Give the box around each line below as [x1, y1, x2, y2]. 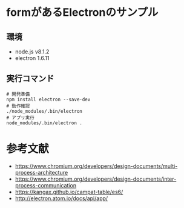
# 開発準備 [6, 91, 30, 97]
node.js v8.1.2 [15, 48, 50, 55]
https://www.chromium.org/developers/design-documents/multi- [15, 162, 178, 170]
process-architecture [15, 169, 68, 176]
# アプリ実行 [6, 115, 34, 121]
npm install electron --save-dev [6, 96, 91, 102]
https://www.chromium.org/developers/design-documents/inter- [15, 175, 177, 183]
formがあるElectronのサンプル [6, 5, 159, 19]
